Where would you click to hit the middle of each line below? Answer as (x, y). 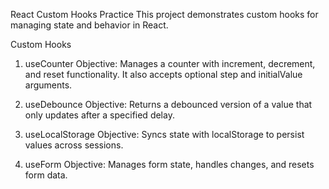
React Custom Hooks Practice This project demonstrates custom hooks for (164, 14)
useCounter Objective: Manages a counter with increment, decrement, (170, 63)
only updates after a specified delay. (99, 115)
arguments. (48, 85)
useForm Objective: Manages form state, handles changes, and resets (169, 164)
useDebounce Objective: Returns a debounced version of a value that (168, 104)
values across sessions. (74, 145)
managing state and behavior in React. (89, 25)
